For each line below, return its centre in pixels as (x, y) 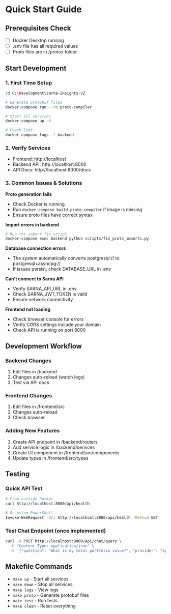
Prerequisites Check (38, 28)
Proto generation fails (29, 194)
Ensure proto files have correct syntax (53, 215)
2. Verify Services (28, 148)
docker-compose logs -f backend (39, 135)
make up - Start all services (40, 579)
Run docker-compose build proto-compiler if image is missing (77, 209)
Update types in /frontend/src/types (50, 458)
